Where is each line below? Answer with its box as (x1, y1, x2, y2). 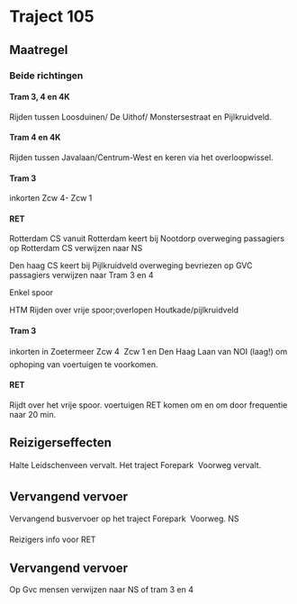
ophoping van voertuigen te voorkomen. (9, 358, 159, 370)
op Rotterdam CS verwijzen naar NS (9, 243, 143, 254)
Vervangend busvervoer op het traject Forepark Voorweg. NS (9, 513, 240, 524)
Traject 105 (9, 6, 94, 27)
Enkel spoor (9, 287, 54, 298)
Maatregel (9, 42, 68, 58)
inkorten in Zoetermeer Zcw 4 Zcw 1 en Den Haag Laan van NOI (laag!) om (9, 346, 288, 356)
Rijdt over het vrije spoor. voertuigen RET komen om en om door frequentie (9, 399, 288, 410)
